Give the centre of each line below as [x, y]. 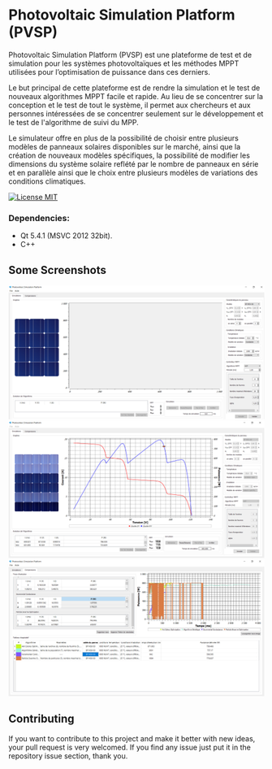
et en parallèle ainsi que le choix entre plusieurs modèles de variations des [133, 172]
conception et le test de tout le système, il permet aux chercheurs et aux [130, 105]
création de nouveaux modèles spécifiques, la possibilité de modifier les [129, 155]
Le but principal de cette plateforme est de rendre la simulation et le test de [134, 88]
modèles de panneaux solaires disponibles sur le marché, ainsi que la [125, 146]
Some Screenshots [58, 270]
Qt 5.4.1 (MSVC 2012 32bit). [66, 236]
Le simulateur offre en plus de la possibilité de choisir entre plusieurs [124, 138]
